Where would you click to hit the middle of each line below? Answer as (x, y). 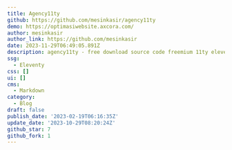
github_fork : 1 (29, 135)
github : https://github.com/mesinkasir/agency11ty (81, 20)
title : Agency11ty (33, 13)
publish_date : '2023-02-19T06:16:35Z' (63, 116)
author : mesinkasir (35, 33)
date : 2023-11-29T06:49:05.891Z (54, 46)
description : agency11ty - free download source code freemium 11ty (108, 53)
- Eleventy (29, 65)
